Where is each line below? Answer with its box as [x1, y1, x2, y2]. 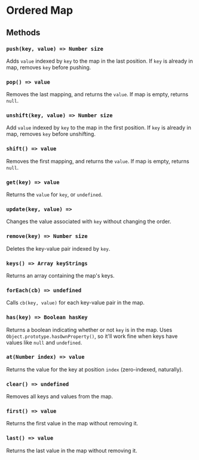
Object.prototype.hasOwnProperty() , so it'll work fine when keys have [6, 333, 178, 340]
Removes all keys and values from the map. [6, 393, 114, 400]
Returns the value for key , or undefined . [6, 191, 103, 198]
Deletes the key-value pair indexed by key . [6, 245, 111, 252]
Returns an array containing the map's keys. [6, 272, 115, 279]
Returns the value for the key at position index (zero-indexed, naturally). [6, 365, 183, 373]
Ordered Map [6, 4, 74, 17]
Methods [6, 28, 41, 38]
